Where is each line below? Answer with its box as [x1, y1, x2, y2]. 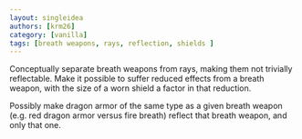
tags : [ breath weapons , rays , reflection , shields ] [9, 38, 214, 48]
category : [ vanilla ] [9, 30, 89, 39]
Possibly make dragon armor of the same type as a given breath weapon [9, 101, 283, 112]
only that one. [9, 120, 62, 131]
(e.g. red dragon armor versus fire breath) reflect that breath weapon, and [9, 110, 287, 121]
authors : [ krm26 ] [9, 22, 76, 31]
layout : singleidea [9, 13, 84, 23]
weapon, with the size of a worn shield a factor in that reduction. [9, 83, 252, 94]
